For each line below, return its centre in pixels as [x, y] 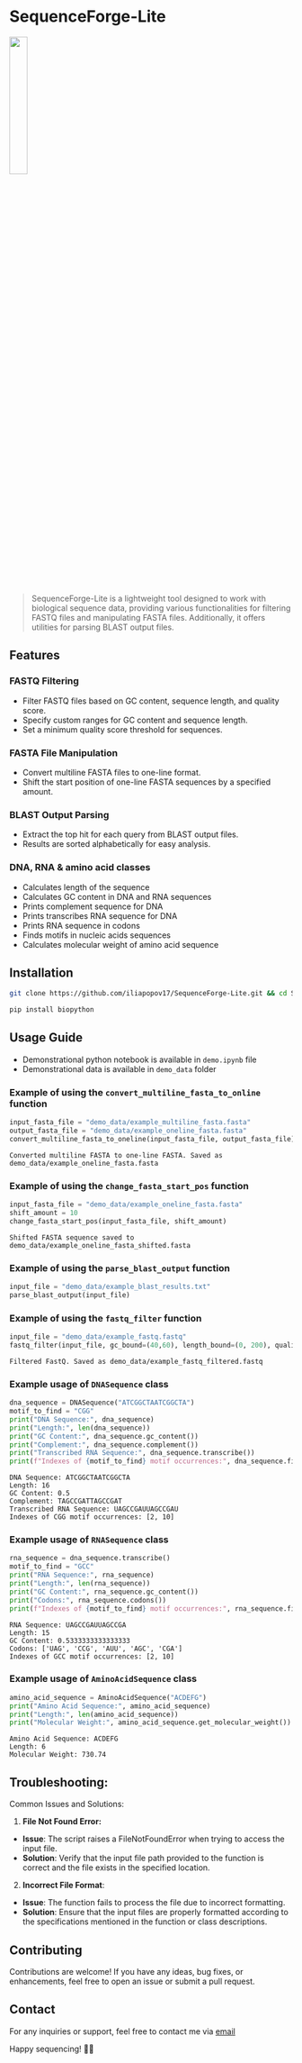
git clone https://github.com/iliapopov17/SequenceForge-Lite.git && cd [148, 994]
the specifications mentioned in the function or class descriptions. [145, 1922]
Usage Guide [46, 1038]
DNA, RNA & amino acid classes [80, 868]
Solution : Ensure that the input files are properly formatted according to [155, 1913]
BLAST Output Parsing [59, 814]
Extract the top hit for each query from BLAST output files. [130, 834]
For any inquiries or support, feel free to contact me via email [122, 2031]
